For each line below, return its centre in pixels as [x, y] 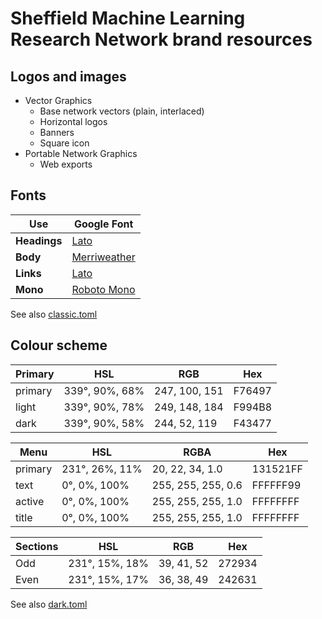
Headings [39, 240]
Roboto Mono [103, 289]
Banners [57, 132]
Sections [37, 546]
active [30, 501]
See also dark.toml [49, 604]
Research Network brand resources [161, 39]
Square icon [64, 143]
